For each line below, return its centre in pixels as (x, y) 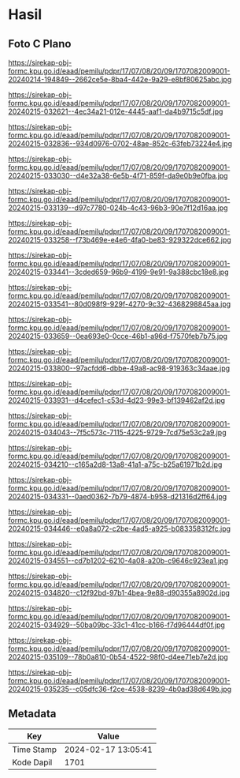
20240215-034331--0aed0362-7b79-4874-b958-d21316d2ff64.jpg (118, 496)
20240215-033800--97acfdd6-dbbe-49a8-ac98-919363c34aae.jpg (119, 368)
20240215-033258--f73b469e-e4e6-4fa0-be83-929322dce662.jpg (120, 240)
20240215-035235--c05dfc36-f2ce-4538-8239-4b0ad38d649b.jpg (120, 689)
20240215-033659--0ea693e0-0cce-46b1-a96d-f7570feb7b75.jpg (118, 336)
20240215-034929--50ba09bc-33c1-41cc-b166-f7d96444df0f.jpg (117, 625)
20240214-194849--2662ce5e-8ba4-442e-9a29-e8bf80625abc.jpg (120, 79)
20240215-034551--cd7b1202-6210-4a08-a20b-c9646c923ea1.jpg (118, 561)
